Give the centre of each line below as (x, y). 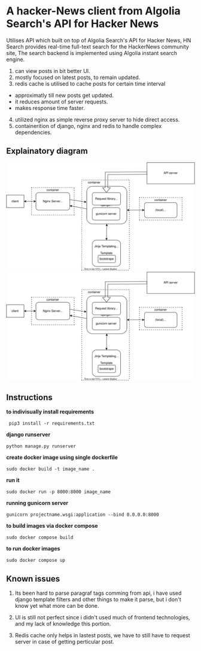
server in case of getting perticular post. (65, 642)
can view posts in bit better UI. (53, 71)
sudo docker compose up (36, 561)
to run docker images (33, 549)
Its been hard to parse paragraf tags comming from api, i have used (98, 593)
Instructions (29, 397)
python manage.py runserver (41, 446)
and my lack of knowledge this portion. (63, 624)
